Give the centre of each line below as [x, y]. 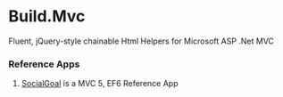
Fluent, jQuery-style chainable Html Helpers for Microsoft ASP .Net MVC [141, 41]
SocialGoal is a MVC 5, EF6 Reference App [100, 84]
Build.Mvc [47, 16]
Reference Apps [44, 64]
